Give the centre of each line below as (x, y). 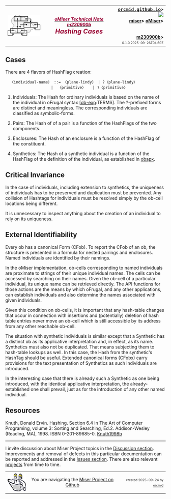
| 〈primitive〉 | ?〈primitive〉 (89, 88)
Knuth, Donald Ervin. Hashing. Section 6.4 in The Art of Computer (74, 423)
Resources (23, 411)
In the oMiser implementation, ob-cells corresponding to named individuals (84, 268)
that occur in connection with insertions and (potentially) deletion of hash (82, 315)
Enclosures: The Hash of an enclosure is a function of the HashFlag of (86, 138)
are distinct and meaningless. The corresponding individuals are (80, 108)
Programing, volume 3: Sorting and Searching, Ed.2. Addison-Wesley (78, 428)
